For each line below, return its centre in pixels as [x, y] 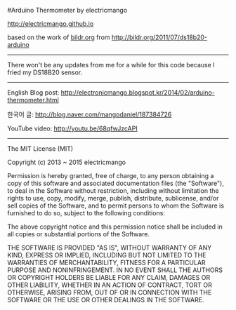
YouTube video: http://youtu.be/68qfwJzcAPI [73, 128]
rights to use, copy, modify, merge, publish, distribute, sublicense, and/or [113, 198]
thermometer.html [33, 100]
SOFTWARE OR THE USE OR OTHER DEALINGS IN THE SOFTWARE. [106, 300]
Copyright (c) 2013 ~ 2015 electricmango [67, 162]
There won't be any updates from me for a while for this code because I [111, 65]
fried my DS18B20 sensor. [45, 72]
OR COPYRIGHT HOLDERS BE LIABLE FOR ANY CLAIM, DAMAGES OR [109, 277]
